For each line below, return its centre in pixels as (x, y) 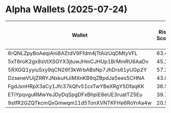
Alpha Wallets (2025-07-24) (66, 9)
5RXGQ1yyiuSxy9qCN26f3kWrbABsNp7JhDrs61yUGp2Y (77, 70)
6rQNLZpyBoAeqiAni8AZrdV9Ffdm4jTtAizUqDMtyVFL (73, 53)
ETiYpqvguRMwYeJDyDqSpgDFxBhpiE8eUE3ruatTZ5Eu (75, 94)
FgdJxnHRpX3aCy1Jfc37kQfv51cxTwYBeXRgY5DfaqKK (76, 86)
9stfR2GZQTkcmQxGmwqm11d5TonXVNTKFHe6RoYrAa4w (80, 103)
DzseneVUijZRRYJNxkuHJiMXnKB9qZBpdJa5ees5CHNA (76, 78)
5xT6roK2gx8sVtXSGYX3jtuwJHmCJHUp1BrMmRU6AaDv (78, 61)
